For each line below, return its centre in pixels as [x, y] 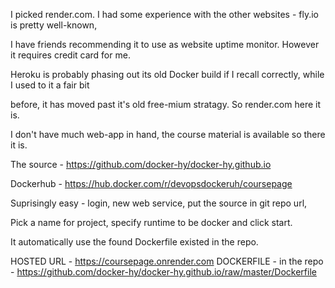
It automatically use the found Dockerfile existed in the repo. [134, 242]
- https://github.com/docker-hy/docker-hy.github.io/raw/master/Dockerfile [163, 272]
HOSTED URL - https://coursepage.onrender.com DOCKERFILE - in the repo [167, 261]
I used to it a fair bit [50, 85]
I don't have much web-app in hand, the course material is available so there [168, 134]
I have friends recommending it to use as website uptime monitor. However [165, 44]
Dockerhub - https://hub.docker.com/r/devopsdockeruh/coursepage [151, 183]
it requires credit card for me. [70, 55]
